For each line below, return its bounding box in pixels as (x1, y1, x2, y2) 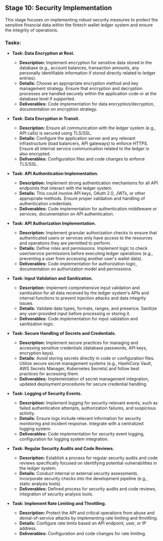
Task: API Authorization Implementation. (12, 221, 96, 227)
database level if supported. (19, 96, 76, 102)
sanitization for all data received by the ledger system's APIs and (19, 290, 149, 296)
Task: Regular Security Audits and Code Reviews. (12, 446, 114, 452)
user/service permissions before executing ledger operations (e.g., (19, 250, 153, 257)
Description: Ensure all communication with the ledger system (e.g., (19, 125, 156, 131)
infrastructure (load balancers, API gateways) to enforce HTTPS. (19, 140, 148, 146)
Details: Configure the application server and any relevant (19, 136, 136, 141)
